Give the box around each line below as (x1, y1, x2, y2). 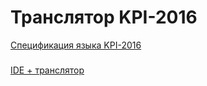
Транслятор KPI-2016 (10, 6, 198, 29)
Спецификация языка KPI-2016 (10, 39, 142, 51)
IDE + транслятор (10, 64, 85, 76)
